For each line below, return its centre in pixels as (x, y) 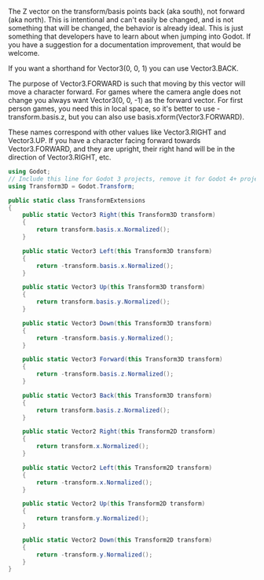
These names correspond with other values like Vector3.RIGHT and (117, 132)
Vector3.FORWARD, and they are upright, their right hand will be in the (122, 149)
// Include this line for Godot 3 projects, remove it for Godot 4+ (123, 179)
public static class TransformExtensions (77, 200)
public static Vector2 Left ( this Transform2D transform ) (117, 468)
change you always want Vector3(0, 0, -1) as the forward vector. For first (126, 100)
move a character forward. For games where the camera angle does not (125, 92)
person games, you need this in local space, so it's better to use (112, 108)
